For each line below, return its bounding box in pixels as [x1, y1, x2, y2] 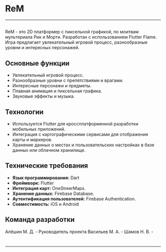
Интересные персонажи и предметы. [12, 83, 92, 89]
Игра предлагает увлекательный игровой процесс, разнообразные [5, 39, 148, 45]
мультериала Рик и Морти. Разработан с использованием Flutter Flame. [5, 34, 157, 40]
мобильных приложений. [12, 126, 66, 132]
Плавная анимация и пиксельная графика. [12, 88, 102, 94]
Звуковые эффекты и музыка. [12, 93, 75, 99]
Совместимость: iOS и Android [12, 201, 79, 207]
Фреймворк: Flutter [12, 180, 54, 186]
